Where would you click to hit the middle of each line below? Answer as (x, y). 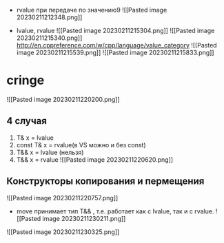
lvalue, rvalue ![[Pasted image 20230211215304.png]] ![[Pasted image (115, 31)
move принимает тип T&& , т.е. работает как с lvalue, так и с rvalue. (115, 211)
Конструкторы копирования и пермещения (105, 181)
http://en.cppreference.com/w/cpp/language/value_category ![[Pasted (117, 45)
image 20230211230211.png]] (84, 218)
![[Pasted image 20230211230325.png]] (63, 232)
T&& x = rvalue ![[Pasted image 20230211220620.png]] (95, 159)
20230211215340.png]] (49, 38)
